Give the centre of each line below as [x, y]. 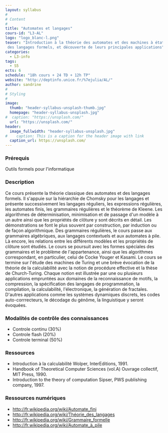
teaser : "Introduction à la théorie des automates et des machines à [79, 43]
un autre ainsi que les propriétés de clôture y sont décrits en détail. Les [78, 220]
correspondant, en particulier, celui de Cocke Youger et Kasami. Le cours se [84, 257]
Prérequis [17, 158]
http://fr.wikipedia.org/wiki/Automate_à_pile [57, 425]
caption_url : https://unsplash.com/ [48, 141]
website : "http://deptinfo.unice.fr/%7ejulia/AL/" [59, 80]
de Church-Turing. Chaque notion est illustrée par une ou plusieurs [74, 273]
